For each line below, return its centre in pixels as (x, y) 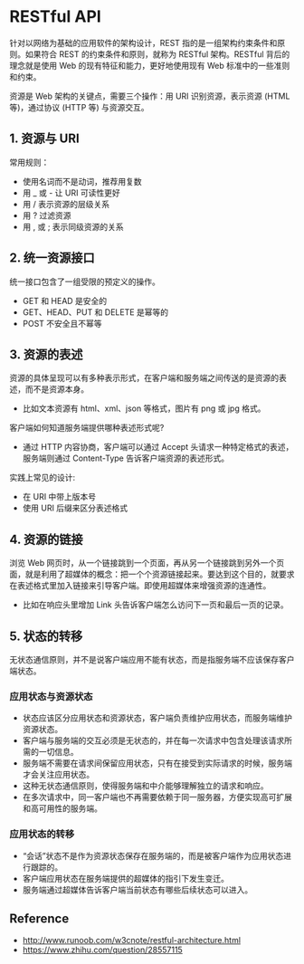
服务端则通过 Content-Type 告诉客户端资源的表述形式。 (125, 458)
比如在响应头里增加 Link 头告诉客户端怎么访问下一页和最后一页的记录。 (155, 605)
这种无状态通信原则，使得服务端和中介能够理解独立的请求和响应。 (145, 786)
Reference (39, 918)
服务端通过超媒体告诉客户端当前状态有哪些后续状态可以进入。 (138, 890)
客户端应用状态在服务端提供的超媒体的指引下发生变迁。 (125, 878)
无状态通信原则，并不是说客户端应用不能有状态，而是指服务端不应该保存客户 (152, 659)
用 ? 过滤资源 (47, 215)
